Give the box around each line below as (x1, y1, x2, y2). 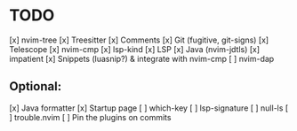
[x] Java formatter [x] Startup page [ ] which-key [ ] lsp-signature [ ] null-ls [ (9, 103, 289, 113)
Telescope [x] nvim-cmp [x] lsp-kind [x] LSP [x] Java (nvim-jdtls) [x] (9, 43, 261, 54)
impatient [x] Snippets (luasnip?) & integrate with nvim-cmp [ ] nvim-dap (9, 53, 275, 64)
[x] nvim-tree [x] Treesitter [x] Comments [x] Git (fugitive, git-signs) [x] (9, 35, 269, 45)
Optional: (9, 79, 62, 94)
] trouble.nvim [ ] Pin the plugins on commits (9, 112, 172, 122)
